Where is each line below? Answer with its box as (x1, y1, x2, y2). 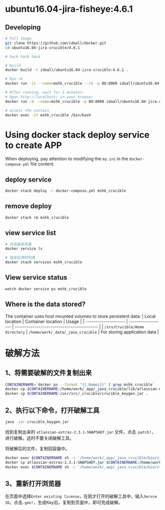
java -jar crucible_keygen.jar (5, 419, 69, 424)
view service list (5, 229, 56, 237)
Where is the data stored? (5, 300, 86, 309)
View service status (5, 273, 67, 282)
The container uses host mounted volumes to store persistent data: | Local (5, 313, 156, 319)
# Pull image (5, 36, 32, 41)
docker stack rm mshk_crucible (5, 215, 69, 220)
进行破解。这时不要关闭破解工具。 (5, 435, 74, 441)
